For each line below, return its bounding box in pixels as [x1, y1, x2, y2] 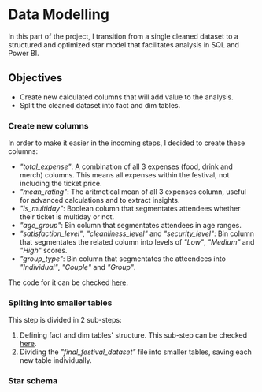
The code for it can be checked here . [8, 278, 128, 287]
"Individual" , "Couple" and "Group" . [19, 263, 136, 272]
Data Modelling [8, 6, 110, 24]
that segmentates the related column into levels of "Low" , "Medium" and [19, 237, 255, 247]
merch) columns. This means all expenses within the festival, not [19, 170, 230, 180]
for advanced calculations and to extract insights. [19, 196, 180, 205]
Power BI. [8, 48, 39, 58]
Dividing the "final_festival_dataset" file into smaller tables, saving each [19, 347, 252, 357]
